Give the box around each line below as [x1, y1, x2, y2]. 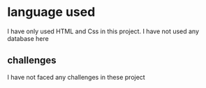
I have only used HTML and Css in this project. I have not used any [7, 27, 200, 35]
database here [7, 34, 49, 42]
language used [7, 4, 96, 20]
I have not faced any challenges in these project [7, 73, 145, 81]
